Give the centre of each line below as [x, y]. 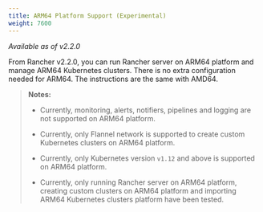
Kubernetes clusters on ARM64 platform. [107, 142]
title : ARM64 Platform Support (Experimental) [87, 16]
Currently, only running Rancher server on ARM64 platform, [138, 182]
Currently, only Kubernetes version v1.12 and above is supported [147, 158]
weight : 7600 [30, 23]
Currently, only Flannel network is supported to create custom [142, 134]
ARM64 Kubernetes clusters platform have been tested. [132, 199]
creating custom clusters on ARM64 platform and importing [138, 190]
